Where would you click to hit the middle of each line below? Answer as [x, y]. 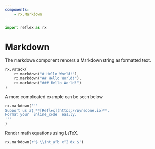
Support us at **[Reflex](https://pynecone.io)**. [57, 110]
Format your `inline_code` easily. [41, 115]
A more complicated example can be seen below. [54, 97]
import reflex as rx [26, 27]
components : [17, 9]
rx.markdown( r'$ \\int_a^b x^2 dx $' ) [44, 142]
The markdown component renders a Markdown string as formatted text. [78, 60]
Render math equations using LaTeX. [42, 133]
